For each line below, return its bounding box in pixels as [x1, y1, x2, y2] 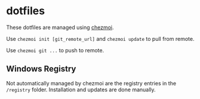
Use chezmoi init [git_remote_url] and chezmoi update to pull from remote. [6, 35, 195, 42]
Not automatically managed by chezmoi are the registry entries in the [6, 79, 177, 87]
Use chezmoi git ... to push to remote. [6, 46, 104, 54]
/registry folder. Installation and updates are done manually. [6, 86, 156, 93]
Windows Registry [6, 64, 76, 74]
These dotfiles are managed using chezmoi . [6, 24, 115, 31]
